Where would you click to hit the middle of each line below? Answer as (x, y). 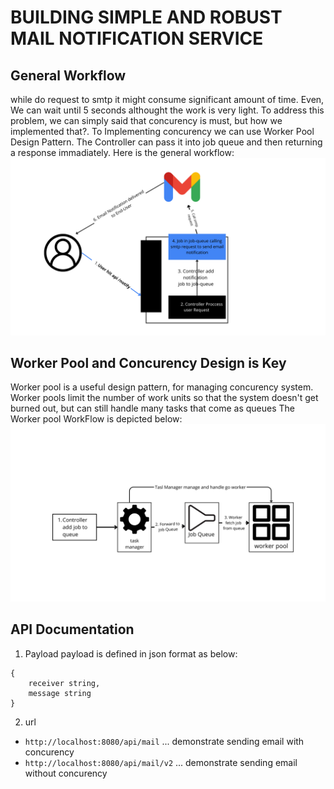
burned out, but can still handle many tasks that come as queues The (152, 408)
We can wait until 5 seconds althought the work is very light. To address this (167, 110)
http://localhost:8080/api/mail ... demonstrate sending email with (164, 741)
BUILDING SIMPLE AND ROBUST (146, 17)
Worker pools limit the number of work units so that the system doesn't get (164, 398)
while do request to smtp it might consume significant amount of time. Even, (167, 99)
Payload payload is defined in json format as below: (131, 653)
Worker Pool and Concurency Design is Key (148, 362)
